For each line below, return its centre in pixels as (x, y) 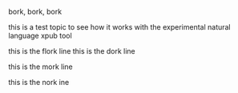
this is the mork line (41, 67)
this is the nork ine (39, 82)
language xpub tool (40, 36)
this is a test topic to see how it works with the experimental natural (119, 27)
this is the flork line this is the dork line (72, 51)
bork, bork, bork (35, 12)
